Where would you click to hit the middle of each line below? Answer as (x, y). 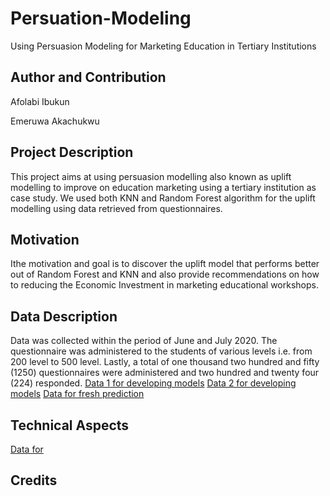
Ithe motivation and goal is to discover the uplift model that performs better (165, 264)
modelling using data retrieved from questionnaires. (116, 208)
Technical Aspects (70, 425)
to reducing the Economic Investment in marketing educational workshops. (164, 285)
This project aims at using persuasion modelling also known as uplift (151, 176)
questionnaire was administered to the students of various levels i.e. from (161, 351)
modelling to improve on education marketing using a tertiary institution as (163, 187)
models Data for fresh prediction (77, 394)
